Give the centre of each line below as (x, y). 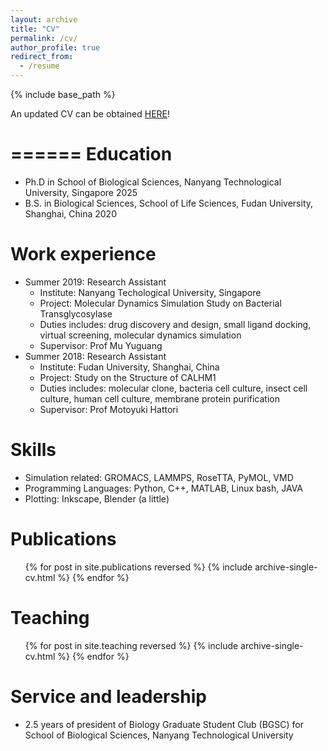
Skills (33, 450)
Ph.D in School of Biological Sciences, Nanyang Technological (153, 182)
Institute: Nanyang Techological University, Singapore (150, 292)
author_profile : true (55, 47)
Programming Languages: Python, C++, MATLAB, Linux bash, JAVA (164, 488)
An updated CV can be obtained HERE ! (90, 114)
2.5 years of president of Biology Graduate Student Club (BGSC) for (164, 724)
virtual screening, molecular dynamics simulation (140, 335)
